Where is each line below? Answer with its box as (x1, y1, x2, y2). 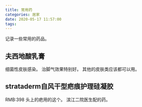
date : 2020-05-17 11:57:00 (5, 17, 62, 22)
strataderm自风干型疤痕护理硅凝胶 (5, 82, 114, 91)
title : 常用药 (5, 7, 33, 13)
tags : (5, 21, 17, 27)
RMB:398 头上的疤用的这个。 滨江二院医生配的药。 (5, 96, 110, 102)
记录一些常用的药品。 (5, 36, 49, 42)
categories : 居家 (5, 12, 40, 17)
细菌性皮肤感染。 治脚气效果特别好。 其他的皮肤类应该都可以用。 (5, 66, 139, 72)
